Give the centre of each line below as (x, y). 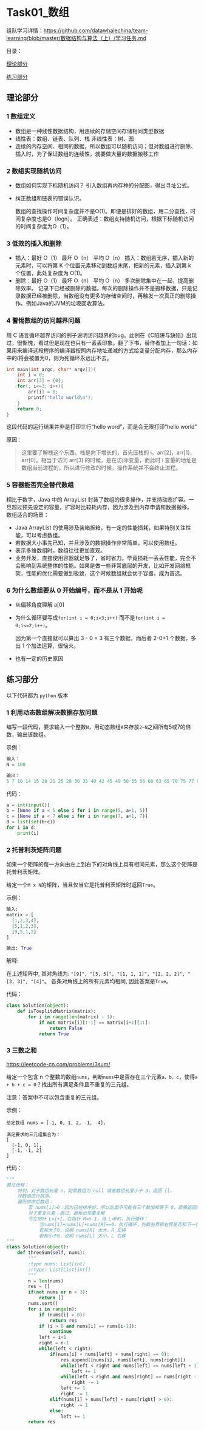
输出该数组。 (33, 735)
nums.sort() (43, 1304)
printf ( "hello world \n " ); (61, 397)
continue (60, 1332)
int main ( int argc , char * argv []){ (51, 369)
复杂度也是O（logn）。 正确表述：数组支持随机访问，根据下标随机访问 (107, 219)
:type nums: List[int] (57, 1264)
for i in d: (21, 828)
